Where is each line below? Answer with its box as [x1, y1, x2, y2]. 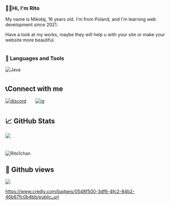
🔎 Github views [5, 165, 55, 174]
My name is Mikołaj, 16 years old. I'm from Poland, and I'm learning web [5, 16, 156, 22]
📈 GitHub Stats [5, 117, 55, 125]
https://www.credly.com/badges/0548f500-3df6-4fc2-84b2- [5, 189, 135, 195]
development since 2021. [5, 21, 58, 28]
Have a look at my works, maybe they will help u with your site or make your [5, 32, 165, 38]
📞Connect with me [5, 84, 63, 94]
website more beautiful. [5, 37, 55, 43]
